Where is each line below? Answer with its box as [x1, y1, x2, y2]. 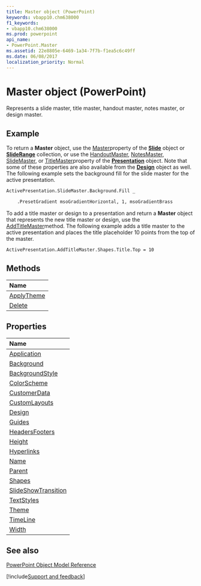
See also [6, 545, 39, 555]
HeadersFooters [9, 427, 55, 436]
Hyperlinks [9, 447, 40, 455]
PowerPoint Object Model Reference [6, 561, 97, 569]
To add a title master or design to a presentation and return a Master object [6, 210, 193, 217]
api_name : [6, 37, 31, 43]
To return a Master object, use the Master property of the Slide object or [6, 145, 185, 152]
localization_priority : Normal [6, 59, 85, 65]
